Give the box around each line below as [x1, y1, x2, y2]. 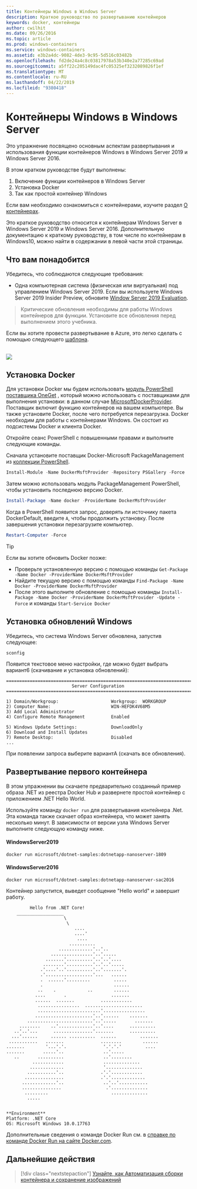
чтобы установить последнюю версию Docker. [6, 486, 123, 493]
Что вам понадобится [6, 255, 90, 265]
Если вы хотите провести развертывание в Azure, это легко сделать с [6, 330, 183, 337]
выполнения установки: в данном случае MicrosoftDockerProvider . [6, 398, 173, 405]
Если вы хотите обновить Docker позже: [6, 555, 107, 562]
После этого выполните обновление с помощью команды [14, 589, 160, 596]
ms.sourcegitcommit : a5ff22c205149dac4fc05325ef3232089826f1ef [6, 63, 164, 69]
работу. [6, 894, 25, 901]
